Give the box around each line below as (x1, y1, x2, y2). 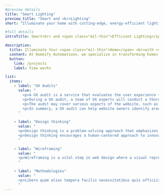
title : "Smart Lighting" (5, 12, 56, 17)
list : (5, 74, 16, 79)
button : (9, 57, 25, 61)
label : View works (14, 65, 51, 71)
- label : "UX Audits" (14, 83, 58, 88)
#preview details (5, 7, 41, 12)
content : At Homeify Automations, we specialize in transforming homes (9, 52, 159, 57)
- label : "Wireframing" (14, 146, 62, 151)
